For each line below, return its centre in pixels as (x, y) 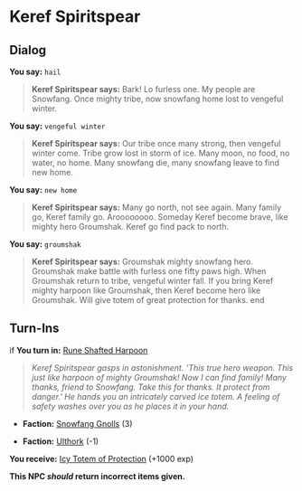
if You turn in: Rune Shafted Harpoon (79, 350)
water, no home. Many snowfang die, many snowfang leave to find (156, 163)
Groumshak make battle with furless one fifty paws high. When (149, 271)
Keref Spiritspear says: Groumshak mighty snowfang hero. (142, 261)
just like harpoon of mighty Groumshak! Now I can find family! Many (159, 377)
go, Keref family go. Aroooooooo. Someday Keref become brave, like (160, 217)
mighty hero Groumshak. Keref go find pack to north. (130, 227)
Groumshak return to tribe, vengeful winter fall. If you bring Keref (152, 281)
